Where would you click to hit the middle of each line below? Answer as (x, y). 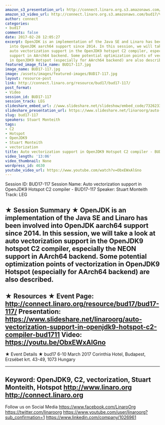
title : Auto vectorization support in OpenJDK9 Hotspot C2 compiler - (79, 152)
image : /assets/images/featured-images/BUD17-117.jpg (61, 74)
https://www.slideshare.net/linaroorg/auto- (74, 319)
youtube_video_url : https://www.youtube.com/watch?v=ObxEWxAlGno (73, 170)
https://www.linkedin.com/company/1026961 (91, 418)
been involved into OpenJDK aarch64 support (77, 226)
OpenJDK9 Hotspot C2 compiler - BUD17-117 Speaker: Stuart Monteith (76, 189)
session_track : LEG (25, 102)
